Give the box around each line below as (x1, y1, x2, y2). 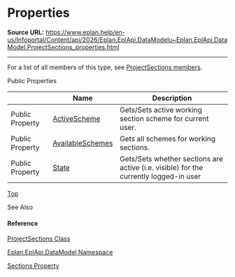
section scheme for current (120, 113, 209, 123)
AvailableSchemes (52, 138, 113, 148)
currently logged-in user (120, 171, 201, 181)
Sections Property (7, 262, 59, 270)
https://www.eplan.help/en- (45, 28, 126, 36)
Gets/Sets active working (120, 105, 203, 115)
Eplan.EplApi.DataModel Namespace (7, 248, 113, 257)
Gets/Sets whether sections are (120, 154, 224, 164)
